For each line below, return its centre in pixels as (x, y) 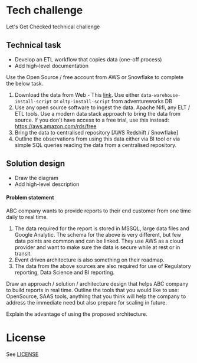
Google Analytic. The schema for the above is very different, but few (98, 234)
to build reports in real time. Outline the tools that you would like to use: (93, 290)
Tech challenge (45, 10)
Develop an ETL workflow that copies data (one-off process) (88, 59)
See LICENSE (22, 354)
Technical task (34, 45)
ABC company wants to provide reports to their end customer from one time (98, 211)
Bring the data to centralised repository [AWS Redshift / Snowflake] (96, 132)
